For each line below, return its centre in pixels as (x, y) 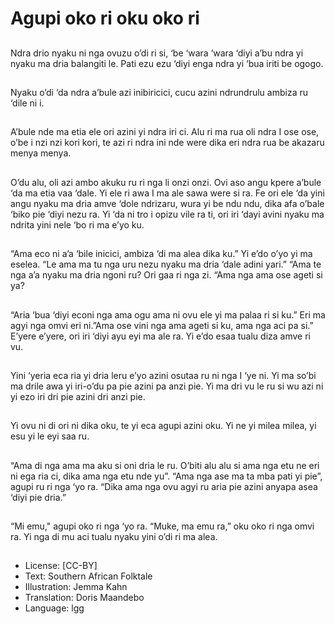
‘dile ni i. (27, 103)
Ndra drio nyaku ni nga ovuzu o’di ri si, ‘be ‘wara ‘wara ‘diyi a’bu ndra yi (157, 53)
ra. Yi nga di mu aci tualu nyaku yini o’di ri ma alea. (114, 537)
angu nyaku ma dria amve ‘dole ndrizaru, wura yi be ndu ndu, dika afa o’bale (167, 203)
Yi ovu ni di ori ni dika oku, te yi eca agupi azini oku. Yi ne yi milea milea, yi (163, 426)
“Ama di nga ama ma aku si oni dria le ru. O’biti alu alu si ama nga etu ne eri (165, 465)
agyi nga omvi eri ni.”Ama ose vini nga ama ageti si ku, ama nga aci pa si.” (162, 325)
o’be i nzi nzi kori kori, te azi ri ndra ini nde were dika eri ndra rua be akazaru (167, 143)
